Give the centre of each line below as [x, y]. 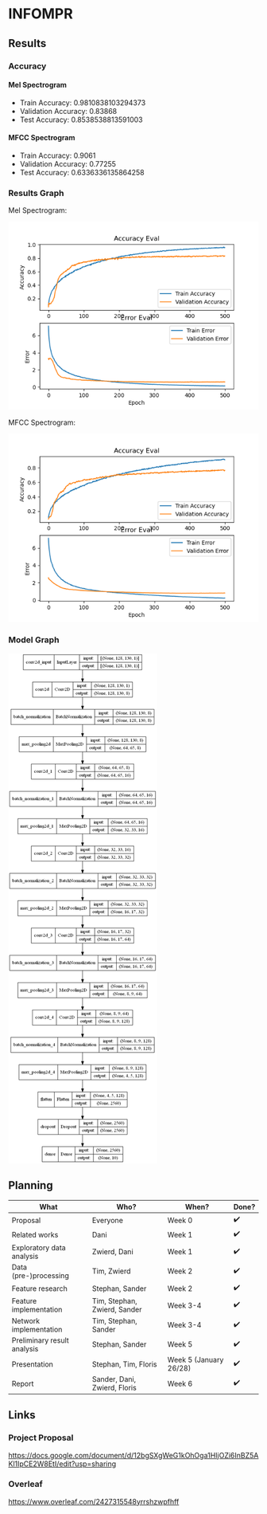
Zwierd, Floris [114, 1388]
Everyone [107, 1220]
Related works [35, 1234]
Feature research [39, 1288]
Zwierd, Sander [117, 1310]
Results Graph [36, 193]
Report [23, 1383]
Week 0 [180, 1220]
